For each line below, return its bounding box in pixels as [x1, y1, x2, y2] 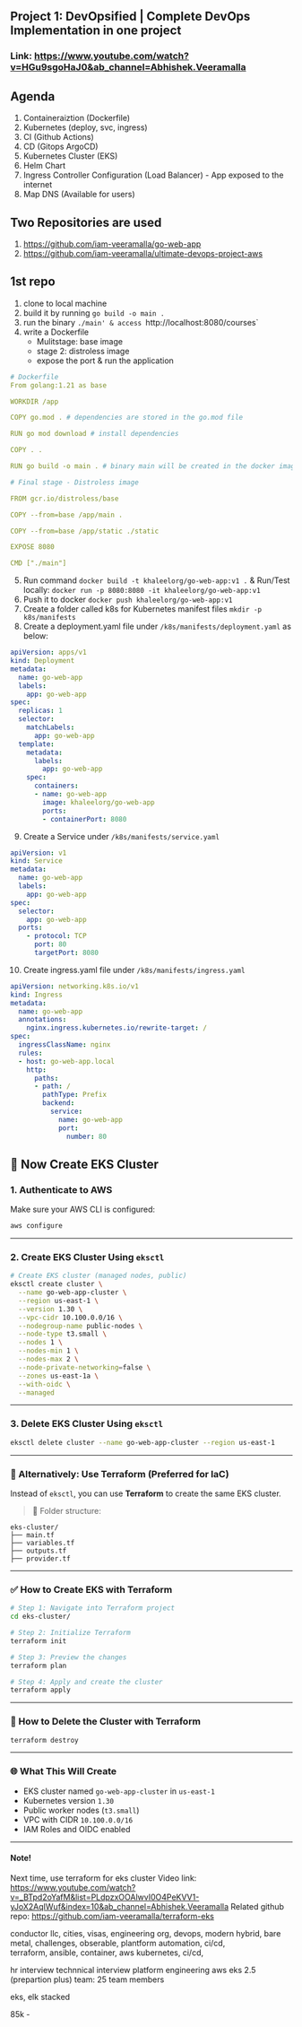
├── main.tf [10, 1530, 55, 1539]
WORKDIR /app [10, 396, 59, 406]
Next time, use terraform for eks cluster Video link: [10, 1872, 197, 1883]
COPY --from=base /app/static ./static [10, 526, 160, 535]
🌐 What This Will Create [10, 1765, 117, 1778]
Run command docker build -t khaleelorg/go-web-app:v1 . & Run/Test [22, 575, 290, 586]
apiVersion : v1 [10, 848, 67, 857]
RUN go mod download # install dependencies [10, 430, 179, 439]
